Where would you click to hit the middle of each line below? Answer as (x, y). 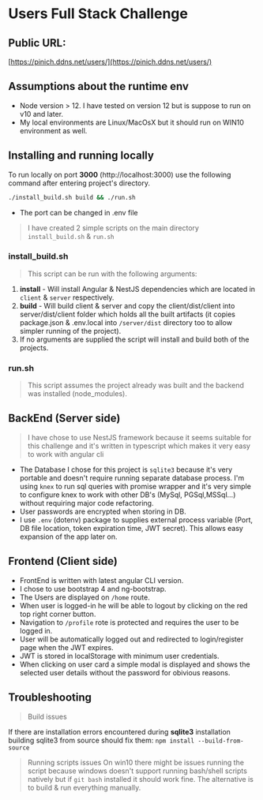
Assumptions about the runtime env (99, 86)
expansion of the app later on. (68, 536)
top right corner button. (58, 614)
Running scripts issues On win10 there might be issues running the (136, 762)
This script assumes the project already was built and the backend (136, 385)
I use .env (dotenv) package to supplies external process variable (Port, (136, 520)
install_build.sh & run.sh (71, 236)
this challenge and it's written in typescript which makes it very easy (139, 446)
